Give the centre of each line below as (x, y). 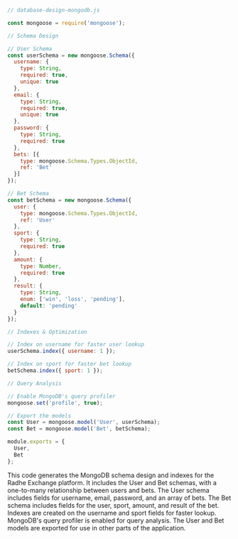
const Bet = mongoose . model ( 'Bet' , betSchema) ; (79, 429)
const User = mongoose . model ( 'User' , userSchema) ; (84, 423)
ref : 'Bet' (36, 168)
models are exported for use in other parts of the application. (97, 528)
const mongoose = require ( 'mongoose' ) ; (66, 23)
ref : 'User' (38, 220)
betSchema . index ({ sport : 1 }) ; (55, 371)
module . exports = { (36, 442)
